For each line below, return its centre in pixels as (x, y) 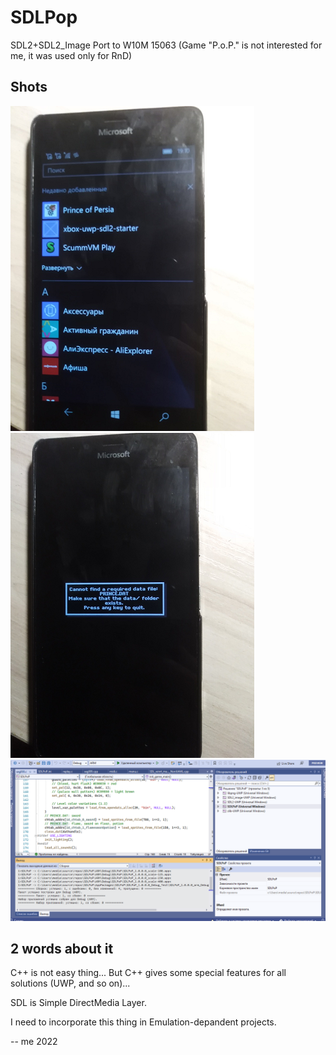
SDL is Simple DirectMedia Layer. (78, 1003)
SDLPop (44, 17)
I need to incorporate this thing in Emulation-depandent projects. (143, 1022)
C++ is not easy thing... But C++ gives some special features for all (148, 973)
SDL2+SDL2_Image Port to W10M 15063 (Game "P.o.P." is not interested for (166, 45)
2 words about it (62, 949)
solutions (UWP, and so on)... (70, 983)
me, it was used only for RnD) (71, 55)
